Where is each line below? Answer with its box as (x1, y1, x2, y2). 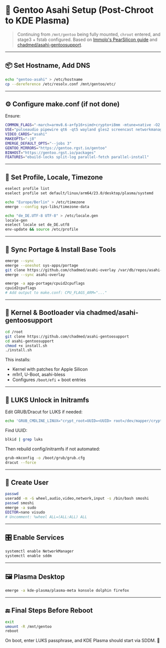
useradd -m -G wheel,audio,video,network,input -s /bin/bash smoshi (5, 496, 149, 501)
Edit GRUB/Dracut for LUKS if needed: (5, 409, 83, 415)
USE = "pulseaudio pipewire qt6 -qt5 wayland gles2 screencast (5, 127, 134, 132)
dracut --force (5, 460, 37, 465)
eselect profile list (5, 186, 50, 191)
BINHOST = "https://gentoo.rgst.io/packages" (5, 150, 96, 155)
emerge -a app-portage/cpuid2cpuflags (5, 281, 85, 286)
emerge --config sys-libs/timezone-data (5, 204, 90, 209)
